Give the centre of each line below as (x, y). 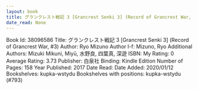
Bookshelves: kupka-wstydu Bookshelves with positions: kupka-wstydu (94, 74)
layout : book (22, 11)
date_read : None (26, 22)
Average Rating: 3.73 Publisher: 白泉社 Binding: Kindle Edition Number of (95, 61)
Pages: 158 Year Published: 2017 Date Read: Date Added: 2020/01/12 (90, 68)
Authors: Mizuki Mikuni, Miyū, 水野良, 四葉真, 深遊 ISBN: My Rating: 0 (90, 54)
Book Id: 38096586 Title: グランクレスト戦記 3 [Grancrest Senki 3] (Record (98, 40)
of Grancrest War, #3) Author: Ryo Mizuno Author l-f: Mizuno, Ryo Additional (99, 47)
